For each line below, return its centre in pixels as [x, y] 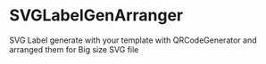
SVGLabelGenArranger [96, 16]
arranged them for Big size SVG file [74, 49]
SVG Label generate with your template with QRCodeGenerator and [133, 40]
